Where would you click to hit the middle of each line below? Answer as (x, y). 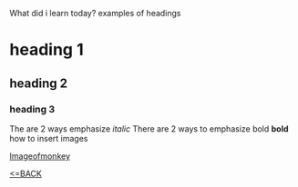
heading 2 (39, 83)
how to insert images (49, 138)
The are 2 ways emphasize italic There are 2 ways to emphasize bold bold (149, 128)
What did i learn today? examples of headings (95, 13)
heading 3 (32, 109)
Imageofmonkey (40, 156)
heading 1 (46, 50)
